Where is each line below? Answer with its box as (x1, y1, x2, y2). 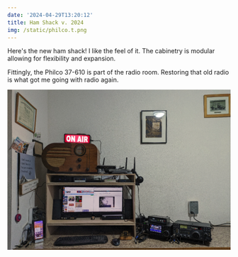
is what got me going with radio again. (7, 75, 119, 84)
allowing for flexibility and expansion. (7, 54, 116, 63)
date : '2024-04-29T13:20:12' (7, 11, 93, 18)
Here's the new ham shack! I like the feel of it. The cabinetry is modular (7, 47, 215, 55)
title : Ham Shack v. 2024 (7, 18, 84, 26)
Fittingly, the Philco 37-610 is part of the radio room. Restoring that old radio (7, 68, 229, 77)
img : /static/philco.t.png (7, 26, 87, 33)
